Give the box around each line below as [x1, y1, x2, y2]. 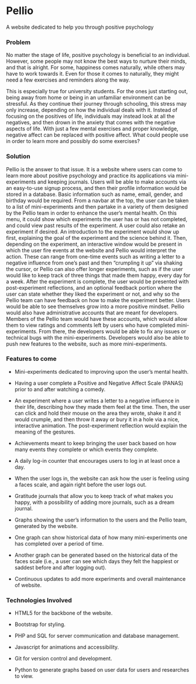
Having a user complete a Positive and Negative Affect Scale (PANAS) [14, 380, 184, 387]
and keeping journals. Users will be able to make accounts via [37, 178, 186, 185]
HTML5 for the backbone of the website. [14, 609, 113, 617]
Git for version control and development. [14, 655, 112, 662]
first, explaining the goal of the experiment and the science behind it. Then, [6, 234, 187, 241]
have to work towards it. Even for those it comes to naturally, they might [6, 70, 180, 77]
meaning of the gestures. [14, 428, 75, 435]
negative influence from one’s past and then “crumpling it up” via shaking [6, 259, 183, 266]
